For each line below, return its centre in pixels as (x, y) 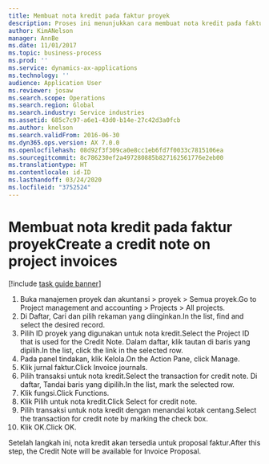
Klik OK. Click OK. (48, 427)
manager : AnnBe (34, 38)
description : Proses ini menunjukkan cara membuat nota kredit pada (125, 23)
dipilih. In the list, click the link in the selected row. (101, 350)
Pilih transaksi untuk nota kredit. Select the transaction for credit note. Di (139, 376)
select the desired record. (62, 324)
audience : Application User (55, 83)
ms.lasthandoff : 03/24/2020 (55, 180)
